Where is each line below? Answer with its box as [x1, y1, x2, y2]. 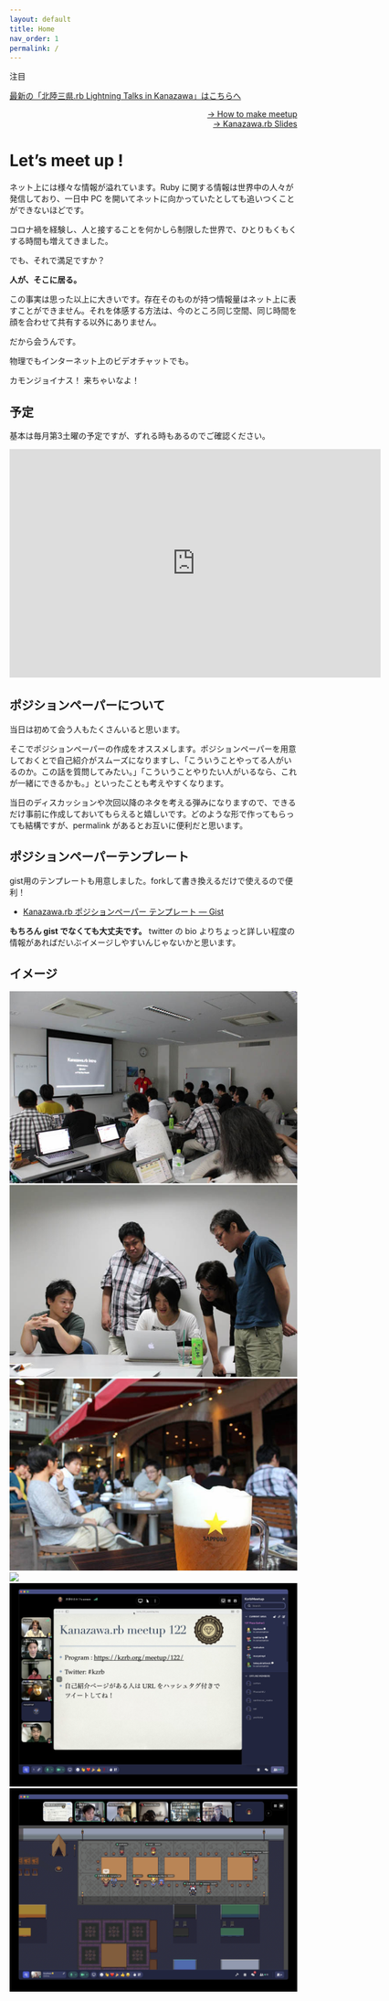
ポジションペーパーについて [9, 697, 166, 713]
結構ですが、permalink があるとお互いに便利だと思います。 [25, 819, 248, 831]
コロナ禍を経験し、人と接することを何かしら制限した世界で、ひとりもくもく [9, 224, 298, 235]
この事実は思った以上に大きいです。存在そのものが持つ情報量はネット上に [9, 293, 289, 305]
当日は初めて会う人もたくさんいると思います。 [9, 723, 185, 735]
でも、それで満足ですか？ [9, 255, 106, 266]
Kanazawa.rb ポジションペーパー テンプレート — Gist [22, 906, 225, 917]
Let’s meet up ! [9, 151, 124, 171]
